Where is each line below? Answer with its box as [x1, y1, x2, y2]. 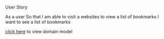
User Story [5, 4, 28, 10]
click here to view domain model [5, 29, 73, 34]
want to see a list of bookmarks [5, 19, 71, 25]
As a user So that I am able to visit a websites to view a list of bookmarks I [5, 14, 159, 19]
